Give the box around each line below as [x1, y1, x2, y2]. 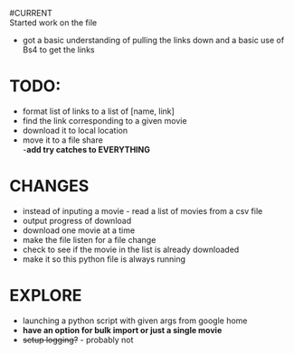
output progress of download [22, 215, 132, 226]
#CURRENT [9, 8, 52, 18]
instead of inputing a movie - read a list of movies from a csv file [22, 205, 263, 216]
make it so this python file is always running [22, 253, 186, 265]
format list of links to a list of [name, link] [22, 106, 175, 116]
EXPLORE [9, 285, 82, 306]
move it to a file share [22, 135, 104, 145]
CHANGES [9, 176, 90, 197]
